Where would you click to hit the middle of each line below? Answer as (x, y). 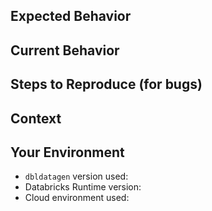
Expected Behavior (71, 16)
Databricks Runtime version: (83, 187)
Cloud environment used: (77, 198)
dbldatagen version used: (76, 176)
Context (36, 118)
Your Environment (67, 152)
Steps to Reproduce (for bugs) (106, 84)
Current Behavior (65, 50)
